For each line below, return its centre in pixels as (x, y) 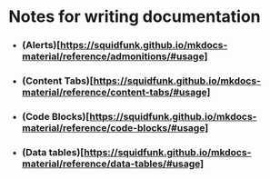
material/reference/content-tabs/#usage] (116, 93)
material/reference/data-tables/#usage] (113, 164)
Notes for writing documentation (135, 17)
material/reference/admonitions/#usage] (115, 56)
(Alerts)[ (41, 45)
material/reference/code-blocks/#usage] (115, 127)
